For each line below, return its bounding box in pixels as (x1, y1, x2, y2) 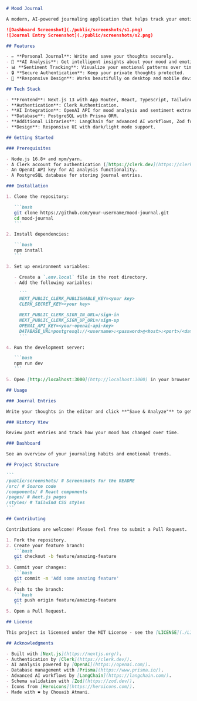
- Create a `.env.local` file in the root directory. (13, 274, 148, 280)
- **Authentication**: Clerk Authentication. (6, 102, 119, 108)
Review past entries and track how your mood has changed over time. (6, 430, 180, 436)
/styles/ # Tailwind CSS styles (6, 500, 85, 506)
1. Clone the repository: (6, 194, 69, 200)
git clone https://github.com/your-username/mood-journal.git (13, 210, 169, 216)
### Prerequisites (6, 145, 51, 151)
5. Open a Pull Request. (6, 609, 67, 614)
